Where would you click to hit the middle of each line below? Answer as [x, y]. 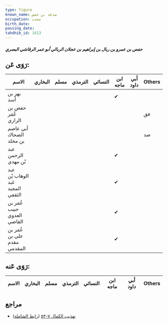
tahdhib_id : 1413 [23, 33]
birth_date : [17, 24]
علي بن [15, 236]
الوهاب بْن [18, 176]
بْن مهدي [17, 161]
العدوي [15, 215]
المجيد [14, 188]
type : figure [19, 10]
